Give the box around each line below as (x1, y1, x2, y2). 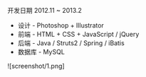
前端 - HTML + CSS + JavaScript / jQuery (17, 30, 140, 38)
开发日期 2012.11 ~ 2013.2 (7, 6, 82, 14)
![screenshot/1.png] (7, 62, 66, 70)
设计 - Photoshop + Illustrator (17, 21, 105, 30)
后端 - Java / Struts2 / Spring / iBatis (17, 39, 125, 47)
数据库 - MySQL (17, 48, 66, 56)
